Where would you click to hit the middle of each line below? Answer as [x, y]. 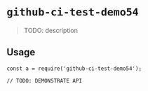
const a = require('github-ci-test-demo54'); [74, 69]
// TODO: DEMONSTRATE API [44, 80]
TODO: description [51, 30]
